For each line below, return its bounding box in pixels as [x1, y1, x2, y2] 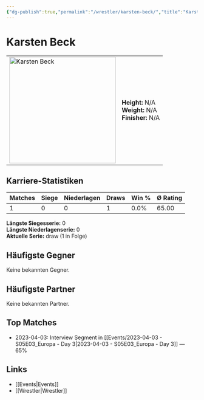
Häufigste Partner [6, 284, 76, 294]
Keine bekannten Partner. [6, 300, 70, 307]
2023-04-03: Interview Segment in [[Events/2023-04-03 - [15, 334, 163, 341]
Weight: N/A [121, 106, 157, 114]
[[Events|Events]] [15, 381, 59, 388]
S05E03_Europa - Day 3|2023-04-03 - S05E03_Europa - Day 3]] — [15, 340, 185, 347]
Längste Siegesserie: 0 [6, 219, 66, 227]
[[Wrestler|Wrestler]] [15, 387, 67, 394]
